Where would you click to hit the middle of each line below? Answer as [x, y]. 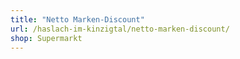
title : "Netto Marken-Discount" [77, 19]
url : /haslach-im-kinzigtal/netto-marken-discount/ [120, 29]
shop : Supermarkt [46, 38]
